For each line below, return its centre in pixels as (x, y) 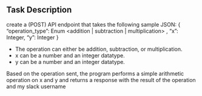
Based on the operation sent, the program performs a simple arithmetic (95, 73)
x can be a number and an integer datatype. (70, 55)
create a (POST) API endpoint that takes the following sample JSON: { (93, 24)
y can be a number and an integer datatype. (70, 62)
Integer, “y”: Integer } (32, 37)
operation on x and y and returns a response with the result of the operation (101, 80)
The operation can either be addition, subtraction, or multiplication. (99, 49)
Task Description (39, 10)
